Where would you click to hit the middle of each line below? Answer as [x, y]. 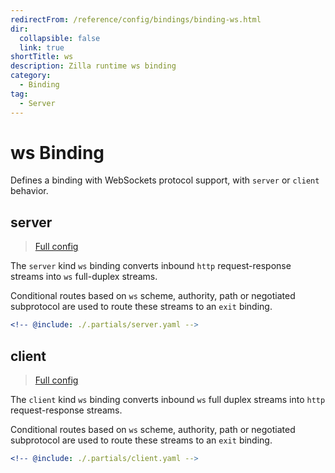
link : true [42, 47]
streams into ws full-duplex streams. [84, 277]
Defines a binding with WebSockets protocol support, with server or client [165, 180]
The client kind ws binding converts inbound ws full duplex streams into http [168, 399]
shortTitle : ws [42, 57]
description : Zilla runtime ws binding [93, 66]
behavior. [29, 191]
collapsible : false [60, 38]
